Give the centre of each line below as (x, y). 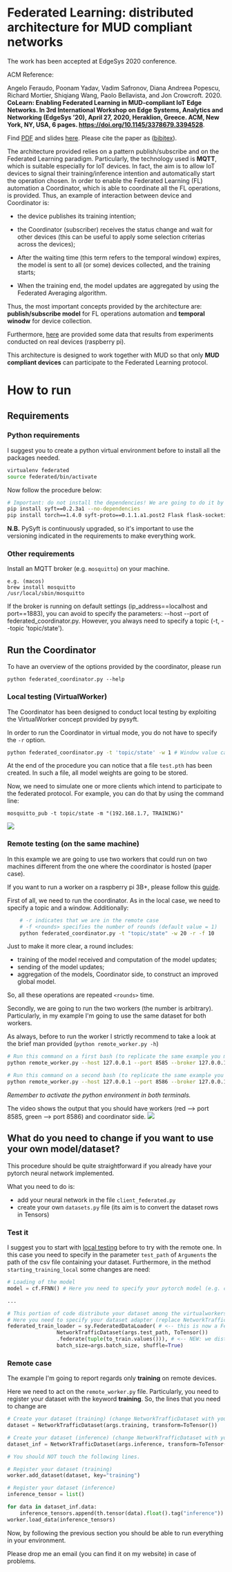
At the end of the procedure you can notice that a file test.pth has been (110, 766)
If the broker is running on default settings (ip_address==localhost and (107, 606)
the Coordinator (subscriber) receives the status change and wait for (115, 229)
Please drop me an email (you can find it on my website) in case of (102, 1553)
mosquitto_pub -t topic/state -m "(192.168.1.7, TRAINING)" (96, 814)
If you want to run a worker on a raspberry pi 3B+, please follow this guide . (114, 887)
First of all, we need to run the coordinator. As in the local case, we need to (114, 900)
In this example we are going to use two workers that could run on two (107, 859)
